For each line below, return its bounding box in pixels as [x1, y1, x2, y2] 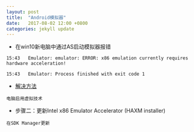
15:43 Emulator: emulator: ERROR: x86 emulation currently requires [6, 55, 189, 61]
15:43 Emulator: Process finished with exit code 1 [6, 71, 145, 78]
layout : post [6, 8, 39, 15]
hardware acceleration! [6, 61, 67, 67]
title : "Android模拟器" [6, 15, 67, 21]
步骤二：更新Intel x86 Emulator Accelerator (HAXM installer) [15, 107, 166, 114]
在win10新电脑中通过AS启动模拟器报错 [15, 43, 111, 50]
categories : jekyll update [6, 25, 75, 32]
